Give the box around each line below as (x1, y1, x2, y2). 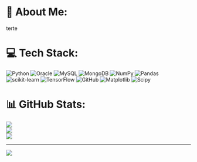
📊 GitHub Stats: (6, 98, 86, 111)
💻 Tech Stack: (6, 46, 79, 60)
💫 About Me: (6, 5, 68, 19)
